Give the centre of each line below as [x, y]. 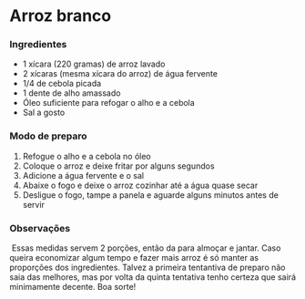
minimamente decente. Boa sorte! [73, 287]
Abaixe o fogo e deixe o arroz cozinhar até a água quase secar [140, 185]
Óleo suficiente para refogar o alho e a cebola [109, 103]
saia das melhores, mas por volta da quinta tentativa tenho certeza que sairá [152, 277]
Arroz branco [61, 16]
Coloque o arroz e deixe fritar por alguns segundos [119, 166]
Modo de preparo [49, 136]
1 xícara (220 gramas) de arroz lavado [94, 64]
